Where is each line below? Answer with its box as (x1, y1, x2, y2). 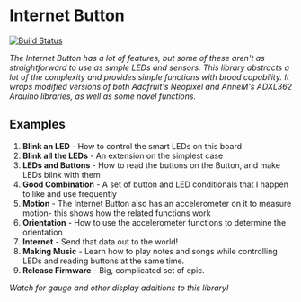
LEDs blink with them (22, 169, 101, 180)
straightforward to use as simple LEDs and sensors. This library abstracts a (9, 62, 290, 73)
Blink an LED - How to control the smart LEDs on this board (22, 140, 243, 151)
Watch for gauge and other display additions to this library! (9, 282, 229, 293)
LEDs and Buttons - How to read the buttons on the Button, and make (22, 159, 281, 171)
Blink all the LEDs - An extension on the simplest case (22, 150, 224, 161)
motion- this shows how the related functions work (22, 208, 211, 218)
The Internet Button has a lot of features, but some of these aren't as (9, 52, 265, 63)
